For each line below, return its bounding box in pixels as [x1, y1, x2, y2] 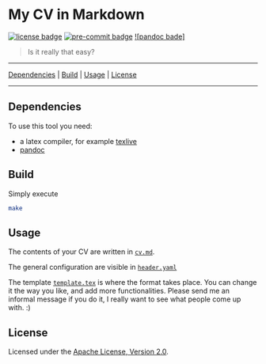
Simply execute [8, 188, 59, 199]
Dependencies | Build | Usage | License [8, 70, 137, 79]
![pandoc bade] [134, 32, 185, 41]
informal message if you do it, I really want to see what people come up [8, 294, 241, 304]
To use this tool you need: [8, 121, 93, 131]
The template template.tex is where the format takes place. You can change [8, 278, 257, 287]
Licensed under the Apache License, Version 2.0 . [8, 347, 169, 357]
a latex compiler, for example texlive [19, 136, 137, 146]
